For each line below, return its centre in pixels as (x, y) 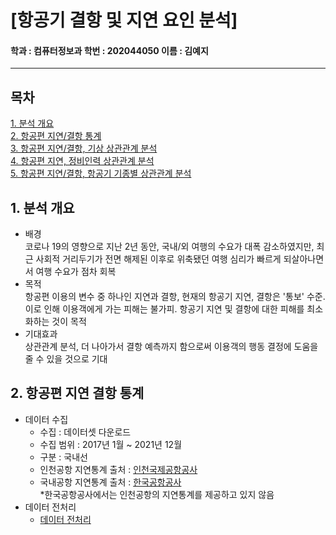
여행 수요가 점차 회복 (76, 272)
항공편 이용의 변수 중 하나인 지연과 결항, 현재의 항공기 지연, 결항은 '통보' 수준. (175, 297)
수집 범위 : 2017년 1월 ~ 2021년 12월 (111, 444)
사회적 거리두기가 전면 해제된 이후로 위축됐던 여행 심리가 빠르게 (158, 259)
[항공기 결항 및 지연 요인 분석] (124, 20)
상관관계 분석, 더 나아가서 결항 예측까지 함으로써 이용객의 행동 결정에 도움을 (171, 347)
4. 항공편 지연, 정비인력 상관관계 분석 (82, 161)
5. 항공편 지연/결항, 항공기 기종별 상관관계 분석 (101, 173)
